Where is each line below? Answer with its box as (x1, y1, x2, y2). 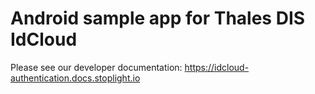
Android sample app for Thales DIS (10, 7, 306, 30)
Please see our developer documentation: (10, 61, 183, 73)
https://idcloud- (184, 61, 250, 73)
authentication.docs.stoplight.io (10, 72, 141, 84)
